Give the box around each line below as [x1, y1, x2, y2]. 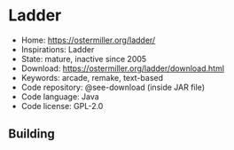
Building [8, 126, 55, 142]
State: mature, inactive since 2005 [20, 53, 147, 64]
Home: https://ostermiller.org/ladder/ [20, 35, 156, 45]
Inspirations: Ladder [20, 43, 95, 54]
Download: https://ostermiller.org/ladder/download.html [20, 63, 225, 74]
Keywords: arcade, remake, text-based [20, 72, 164, 83]
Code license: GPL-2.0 [20, 100, 104, 111]
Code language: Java [20, 91, 99, 102]
